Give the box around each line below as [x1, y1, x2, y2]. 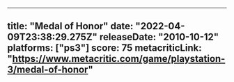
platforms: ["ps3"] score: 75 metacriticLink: [7, 42, 202, 54]
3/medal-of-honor [7, 64, 88, 76]
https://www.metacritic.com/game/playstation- [12, 53, 226, 65]
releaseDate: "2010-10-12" [99, 31, 219, 43]
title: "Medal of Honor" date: [7, 20, 134, 32]
